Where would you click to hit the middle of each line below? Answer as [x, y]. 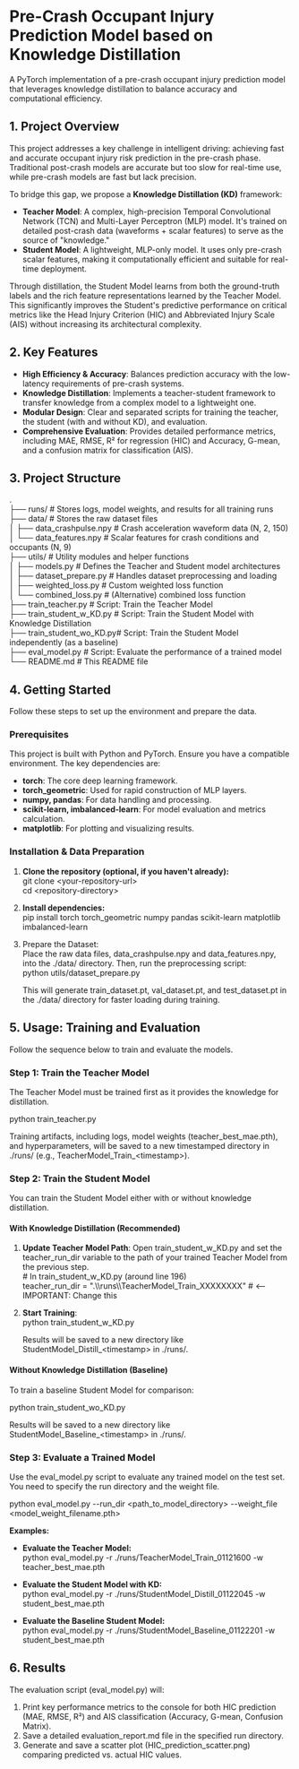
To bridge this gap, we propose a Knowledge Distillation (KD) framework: [146, 194]
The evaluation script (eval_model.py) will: [87, 1689]
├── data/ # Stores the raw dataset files [84, 519]
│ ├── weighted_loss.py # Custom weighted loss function [116, 585]
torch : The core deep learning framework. [100, 781]
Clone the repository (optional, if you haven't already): [126, 871]
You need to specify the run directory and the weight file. [115, 1486]
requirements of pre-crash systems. [118, 384]
